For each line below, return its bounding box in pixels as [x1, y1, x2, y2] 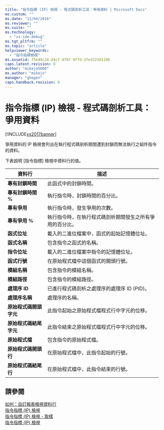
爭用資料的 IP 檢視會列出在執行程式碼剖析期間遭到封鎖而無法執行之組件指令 [5, 141, 157, 147]
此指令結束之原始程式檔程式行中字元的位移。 [47, 323, 150, 330]
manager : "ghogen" [5, 75, 42, 80]
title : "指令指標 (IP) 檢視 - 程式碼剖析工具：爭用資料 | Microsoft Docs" [5, 7, 147, 12]
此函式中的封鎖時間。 [47, 180, 97, 187]
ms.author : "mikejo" [5, 71, 47, 76]
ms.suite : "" [5, 25, 32, 30]
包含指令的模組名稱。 [47, 267, 97, 274]
